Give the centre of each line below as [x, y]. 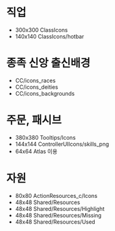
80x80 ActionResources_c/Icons [56, 195]
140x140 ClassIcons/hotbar [50, 36]
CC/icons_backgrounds [45, 93]
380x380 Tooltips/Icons [45, 137]
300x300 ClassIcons [42, 30]
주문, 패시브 [34, 120]
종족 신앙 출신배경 [48, 63]
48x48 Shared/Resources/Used [55, 222]
